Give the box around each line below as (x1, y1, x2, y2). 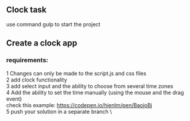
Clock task (6, 5, 47, 15)
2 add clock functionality (6, 76, 68, 83)
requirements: (6, 56, 49, 65)
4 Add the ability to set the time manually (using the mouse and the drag (6, 89, 184, 96)
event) (6, 95, 22, 102)
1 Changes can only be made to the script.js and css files (6, 69, 146, 77)
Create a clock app (6, 38, 78, 49)
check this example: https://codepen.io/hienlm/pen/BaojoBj (6, 101, 152, 108)
